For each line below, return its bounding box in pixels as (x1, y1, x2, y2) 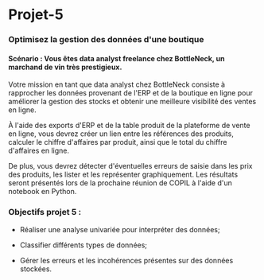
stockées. (19, 264, 52, 274)
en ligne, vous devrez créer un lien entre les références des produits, (8, 129, 235, 138)
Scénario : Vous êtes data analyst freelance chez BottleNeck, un (8, 53, 225, 63)
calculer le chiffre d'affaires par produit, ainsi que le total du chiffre (8, 138, 227, 147)
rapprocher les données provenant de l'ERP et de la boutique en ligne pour (8, 88, 253, 98)
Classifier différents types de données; (19, 240, 148, 250)
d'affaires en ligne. (8, 146, 70, 156)
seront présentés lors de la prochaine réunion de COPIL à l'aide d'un (8, 178, 232, 188)
